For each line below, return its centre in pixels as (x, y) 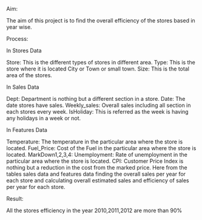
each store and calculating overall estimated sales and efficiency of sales (98, 180)
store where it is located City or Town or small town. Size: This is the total (98, 69)
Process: (17, 39)
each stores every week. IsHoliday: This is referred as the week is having (98, 112)
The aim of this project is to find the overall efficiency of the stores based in (101, 20)
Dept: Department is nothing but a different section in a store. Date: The (96, 99)
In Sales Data (23, 87)
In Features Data (27, 130)
